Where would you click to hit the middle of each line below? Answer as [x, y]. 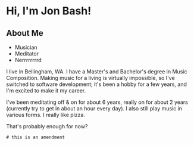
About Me [25, 33]
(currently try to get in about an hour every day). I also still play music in [94, 108]
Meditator [27, 54]
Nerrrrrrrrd [28, 60]
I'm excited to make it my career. [46, 90]
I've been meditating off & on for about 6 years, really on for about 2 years [97, 102]
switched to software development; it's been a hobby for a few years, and [97, 84]
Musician [26, 47]
